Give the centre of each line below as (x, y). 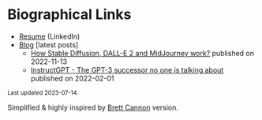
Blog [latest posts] (49, 44)
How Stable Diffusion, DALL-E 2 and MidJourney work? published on (142, 53)
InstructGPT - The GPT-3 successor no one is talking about (127, 69)
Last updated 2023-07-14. (43, 92)
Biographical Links (69, 15)
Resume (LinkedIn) (49, 36)
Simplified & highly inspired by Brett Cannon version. (93, 107)
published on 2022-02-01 (72, 78)
